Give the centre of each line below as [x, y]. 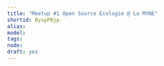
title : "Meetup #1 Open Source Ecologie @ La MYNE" [82, 13]
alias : [16, 26]
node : [15, 45]
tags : [15, 39]
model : [16, 33]
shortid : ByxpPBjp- [35, 20]
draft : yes [23, 52]
